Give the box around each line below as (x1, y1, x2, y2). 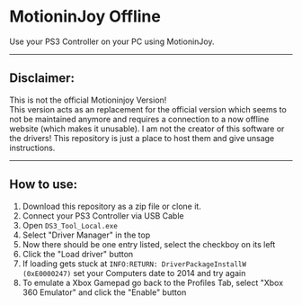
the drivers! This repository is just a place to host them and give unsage (9, 132, 275, 143)
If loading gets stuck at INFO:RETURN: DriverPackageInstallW (22, 258, 247, 269)
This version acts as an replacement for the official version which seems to (9, 103, 288, 114)
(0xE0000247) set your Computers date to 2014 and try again (22, 267, 246, 278)
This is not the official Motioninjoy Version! (9, 94, 167, 105)
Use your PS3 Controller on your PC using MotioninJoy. (9, 36, 215, 47)
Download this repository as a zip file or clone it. (22, 201, 202, 211)
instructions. (9, 142, 56, 153)
